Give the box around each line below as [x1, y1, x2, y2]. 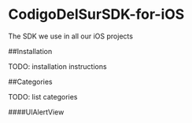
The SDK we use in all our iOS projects [8, 31, 134, 41]
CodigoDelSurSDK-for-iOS [8, 5, 185, 24]
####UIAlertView [8, 107, 65, 117]
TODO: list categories [8, 92, 78, 101]
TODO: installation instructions [8, 61, 108, 71]
